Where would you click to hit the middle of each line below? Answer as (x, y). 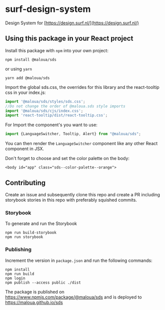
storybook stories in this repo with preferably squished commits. (71, 200)
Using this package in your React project (69, 39)
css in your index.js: (26, 92)
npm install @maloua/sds (31, 60)
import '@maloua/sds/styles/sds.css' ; (45, 101)
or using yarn (19, 69)
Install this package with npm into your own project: (57, 50)
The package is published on (35, 292)
